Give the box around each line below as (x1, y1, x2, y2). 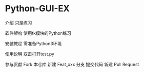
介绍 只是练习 (5, 20, 32, 25)
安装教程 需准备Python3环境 (5, 40, 62, 47)
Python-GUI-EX (5, 3, 70, 14)
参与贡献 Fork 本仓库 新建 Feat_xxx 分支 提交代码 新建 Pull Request (5, 61, 139, 67)
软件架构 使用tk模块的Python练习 (5, 30, 72, 36)
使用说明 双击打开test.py (5, 51, 55, 57)
